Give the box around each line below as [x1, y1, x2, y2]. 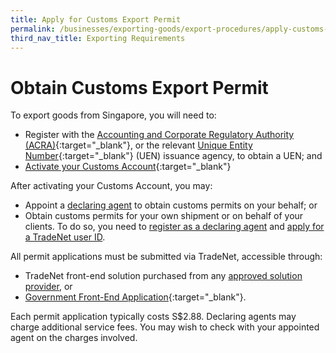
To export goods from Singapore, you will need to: [10, 109, 217, 121]
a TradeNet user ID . [24, 231, 106, 243]
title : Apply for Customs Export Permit [10, 14, 182, 25]
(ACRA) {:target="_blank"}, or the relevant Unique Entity [24, 139, 253, 151]
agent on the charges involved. [10, 332, 138, 344]
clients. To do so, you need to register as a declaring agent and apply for [24, 221, 325, 233]
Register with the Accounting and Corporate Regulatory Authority [24, 129, 295, 141]
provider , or [24, 281, 73, 293]
